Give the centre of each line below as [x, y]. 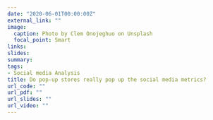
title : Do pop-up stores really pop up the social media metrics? [107, 79]
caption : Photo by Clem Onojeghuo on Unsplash [83, 34]
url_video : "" [28, 106]
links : [17, 47]
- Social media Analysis [44, 73]
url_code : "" [26, 86]
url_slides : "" [30, 100]
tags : [15, 66]
